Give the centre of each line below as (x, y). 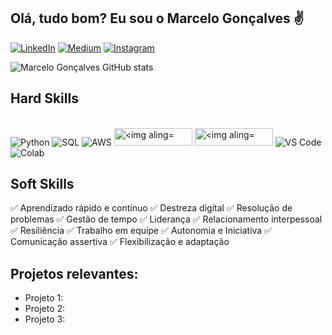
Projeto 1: (44, 298)
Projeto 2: (45, 309)
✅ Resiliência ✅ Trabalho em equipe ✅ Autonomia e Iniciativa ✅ (141, 231)
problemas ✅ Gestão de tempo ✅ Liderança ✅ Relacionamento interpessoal (166, 219)
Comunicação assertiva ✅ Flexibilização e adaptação (120, 242)
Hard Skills (44, 98)
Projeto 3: (45, 319)
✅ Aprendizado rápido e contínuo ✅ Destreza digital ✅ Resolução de (151, 208)
